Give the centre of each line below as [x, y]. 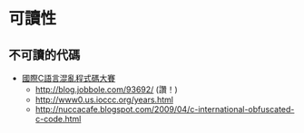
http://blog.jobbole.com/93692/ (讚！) [106, 90]
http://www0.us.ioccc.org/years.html [104, 100]
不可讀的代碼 [44, 55]
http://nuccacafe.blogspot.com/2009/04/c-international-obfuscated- [165, 109]
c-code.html [58, 119]
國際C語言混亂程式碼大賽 [69, 78]
